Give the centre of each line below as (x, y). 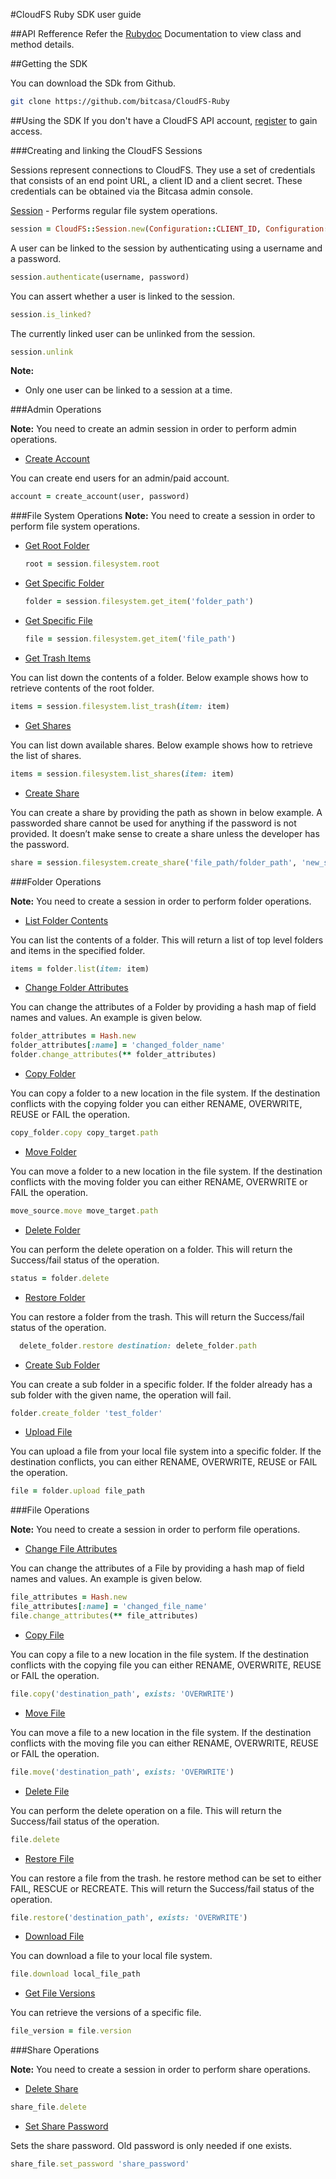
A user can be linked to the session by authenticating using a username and (166, 248)
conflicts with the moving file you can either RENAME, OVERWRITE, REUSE (164, 1743)
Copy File (44, 1635)
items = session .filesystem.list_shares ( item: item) (122, 774)
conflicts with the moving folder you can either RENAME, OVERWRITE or (159, 1181)
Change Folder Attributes (76, 988)
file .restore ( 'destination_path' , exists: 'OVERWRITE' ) (129, 1917)
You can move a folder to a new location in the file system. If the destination (166, 1171)
